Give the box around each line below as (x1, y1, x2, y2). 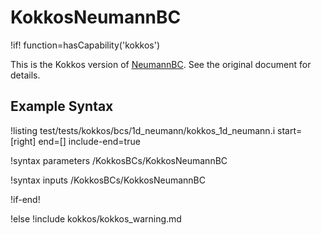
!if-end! (10, 193, 41, 205)
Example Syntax (10, 98, 114, 115)
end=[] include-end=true (38, 135, 141, 147)
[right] (10, 135, 37, 147)
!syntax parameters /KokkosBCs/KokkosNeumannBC (10, 154, 228, 166)
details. (10, 69, 41, 81)
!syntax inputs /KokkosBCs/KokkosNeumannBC (10, 174, 207, 186)
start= (276, 124, 303, 136)
